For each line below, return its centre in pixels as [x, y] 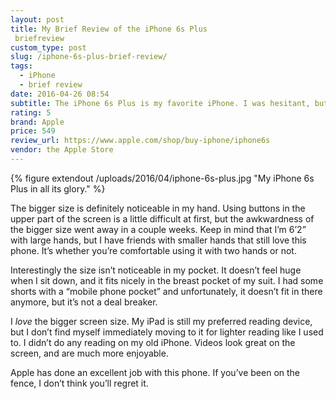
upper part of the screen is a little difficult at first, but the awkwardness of [162, 218]
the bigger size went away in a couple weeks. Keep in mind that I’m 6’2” [158, 229]
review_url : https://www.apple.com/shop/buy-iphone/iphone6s [140, 141]
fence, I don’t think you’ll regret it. [79, 383]
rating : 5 [31, 112]
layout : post [37, 19]
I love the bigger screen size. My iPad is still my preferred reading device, [161, 321]
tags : [21, 66]
